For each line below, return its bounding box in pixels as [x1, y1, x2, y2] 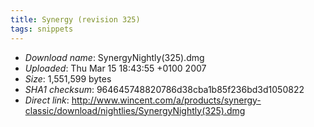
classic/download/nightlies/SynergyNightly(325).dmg [24, 104, 246, 116]
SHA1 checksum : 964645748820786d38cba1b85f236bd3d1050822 [24, 83, 305, 95]
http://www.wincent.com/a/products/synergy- [71, 94, 262, 106]
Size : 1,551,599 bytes [24, 72, 112, 85]
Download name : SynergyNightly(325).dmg [24, 51, 205, 63]
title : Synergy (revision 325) [10, 14, 141, 25]
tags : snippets [10, 24, 74, 34]
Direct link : [24, 94, 70, 106]
